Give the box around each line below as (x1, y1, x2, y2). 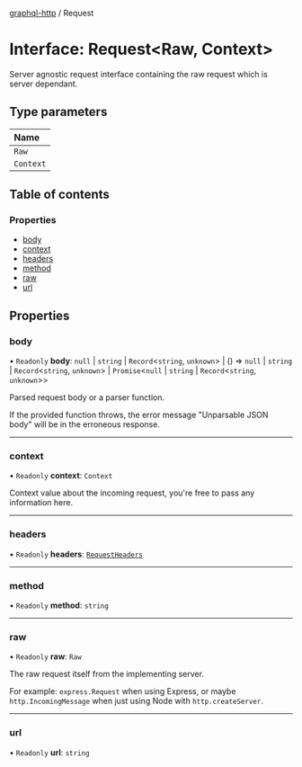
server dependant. (9, 78, 78, 89)
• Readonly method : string (9, 600, 110, 611)
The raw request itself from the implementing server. (9, 669, 205, 680)
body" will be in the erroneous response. (9, 419, 160, 430)
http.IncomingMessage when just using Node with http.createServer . (9, 696, 263, 707)
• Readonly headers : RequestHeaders (9, 548, 144, 559)
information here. (9, 497, 74, 508)
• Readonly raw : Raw (9, 651, 83, 662)
